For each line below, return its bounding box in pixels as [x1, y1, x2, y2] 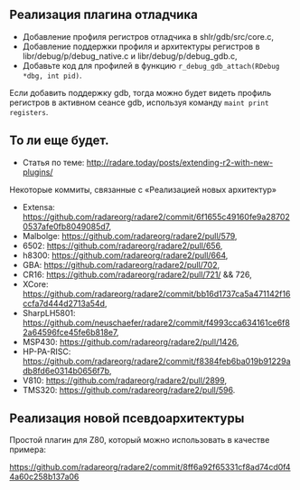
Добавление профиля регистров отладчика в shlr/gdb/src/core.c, [22, 31, 274, 42]
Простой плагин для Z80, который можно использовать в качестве [9, 435, 270, 446]
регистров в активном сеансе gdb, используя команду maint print [9, 97, 269, 108]
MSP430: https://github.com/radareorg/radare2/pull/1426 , [22, 336, 239, 347]
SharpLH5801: [22, 307, 76, 318]
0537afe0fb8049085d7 [22, 221, 110, 232]
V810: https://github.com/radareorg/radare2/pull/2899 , [22, 375, 228, 386]
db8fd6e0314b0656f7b [22, 365, 110, 376]
